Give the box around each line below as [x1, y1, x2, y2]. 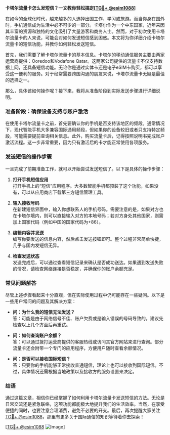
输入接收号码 [12, 200, 39, 206]
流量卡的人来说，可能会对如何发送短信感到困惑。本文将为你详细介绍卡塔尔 [9, 35, 165, 40]
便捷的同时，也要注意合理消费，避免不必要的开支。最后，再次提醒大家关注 [5, 407, 160, 414]
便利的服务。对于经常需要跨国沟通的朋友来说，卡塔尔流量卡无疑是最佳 [18, 71, 165, 76]
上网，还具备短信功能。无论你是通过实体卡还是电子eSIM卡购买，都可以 [9, 64, 158, 70]
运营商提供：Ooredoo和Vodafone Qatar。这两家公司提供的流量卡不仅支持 [5, 58, 158, 64]
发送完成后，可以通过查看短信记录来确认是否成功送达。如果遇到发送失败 [12, 259, 163, 265]
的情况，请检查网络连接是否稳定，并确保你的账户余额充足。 [12, 266, 137, 272]
